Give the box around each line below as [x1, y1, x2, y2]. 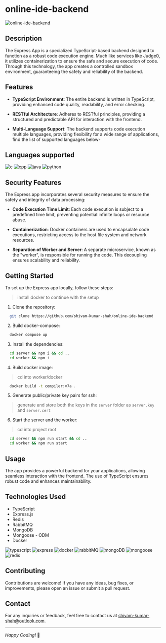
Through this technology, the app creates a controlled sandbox [5, 63, 133, 69]
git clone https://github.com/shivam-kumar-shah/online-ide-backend [9, 314, 154, 319]
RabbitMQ [12, 521, 33, 527]
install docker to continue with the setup [17, 294, 99, 300]
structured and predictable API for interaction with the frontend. [12, 116, 142, 122]
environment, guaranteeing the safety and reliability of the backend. [5, 68, 143, 74]
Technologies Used [5, 493, 66, 501]
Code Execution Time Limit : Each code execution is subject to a [12, 206, 143, 212]
